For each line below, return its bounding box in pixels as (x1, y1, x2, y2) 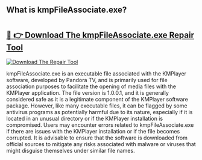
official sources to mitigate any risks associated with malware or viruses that (6, 141, 196, 147)
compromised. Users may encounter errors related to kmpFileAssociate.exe (6, 121, 194, 129)
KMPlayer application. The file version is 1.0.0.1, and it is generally (6, 89, 169, 96)
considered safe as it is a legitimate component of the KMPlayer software (6, 96, 188, 103)
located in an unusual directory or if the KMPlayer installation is (6, 115, 163, 122)
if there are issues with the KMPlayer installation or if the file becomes (6, 128, 180, 135)
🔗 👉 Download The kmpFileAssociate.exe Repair (6, 30, 195, 40)
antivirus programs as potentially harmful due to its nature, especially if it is (6, 109, 193, 115)
